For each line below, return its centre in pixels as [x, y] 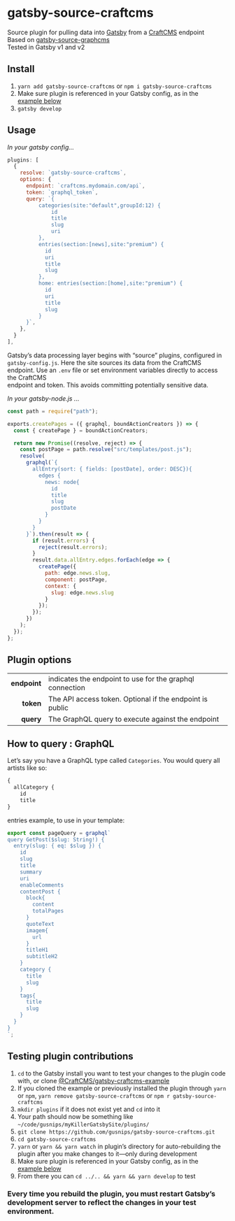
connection [66, 687]
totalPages [48, 911]
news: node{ [62, 482]
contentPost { [40, 892]
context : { [60, 586]
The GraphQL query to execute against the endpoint [133, 719]
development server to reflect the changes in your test [102, 1203]
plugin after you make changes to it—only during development [107, 1154]
